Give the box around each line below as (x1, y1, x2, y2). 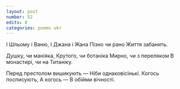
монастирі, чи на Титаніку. (6, 59, 73, 66)
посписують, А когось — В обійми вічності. (6, 76, 115, 83)
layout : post (6, 8, 38, 15)
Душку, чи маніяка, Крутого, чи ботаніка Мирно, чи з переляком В (6, 52, 174, 59)
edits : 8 (6, 19, 28, 25)
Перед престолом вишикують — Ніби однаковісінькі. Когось (6, 70, 159, 77)
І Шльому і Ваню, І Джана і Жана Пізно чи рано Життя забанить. (6, 41, 168, 48)
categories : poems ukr (6, 25, 62, 31)
